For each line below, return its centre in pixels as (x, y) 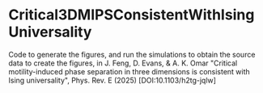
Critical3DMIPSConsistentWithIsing (131, 15)
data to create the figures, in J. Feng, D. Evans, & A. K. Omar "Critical (123, 63)
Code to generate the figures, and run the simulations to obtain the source (132, 54)
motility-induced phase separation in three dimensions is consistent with (129, 71)
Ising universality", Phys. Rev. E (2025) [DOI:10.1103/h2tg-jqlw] (112, 80)
